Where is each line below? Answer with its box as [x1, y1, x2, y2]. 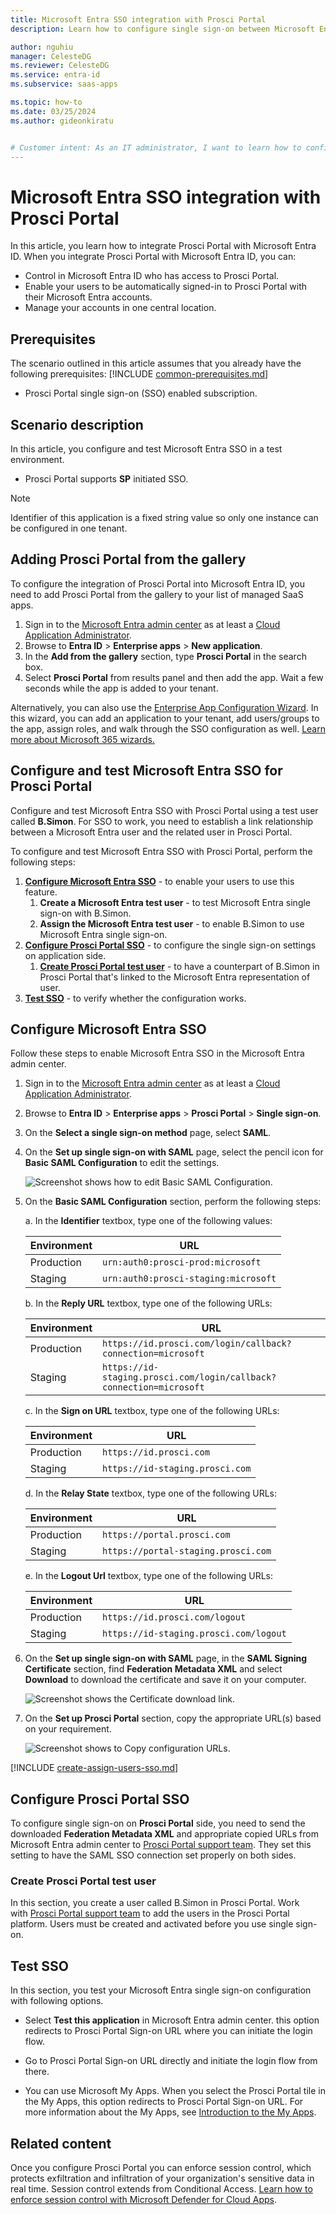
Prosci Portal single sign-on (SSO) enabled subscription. [24, 387, 258, 400]
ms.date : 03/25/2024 [10, 106, 97, 116]
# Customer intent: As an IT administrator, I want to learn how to [10, 142, 302, 153]
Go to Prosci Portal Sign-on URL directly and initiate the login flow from [24, 2055, 318, 2067]
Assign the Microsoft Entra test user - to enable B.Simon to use [39, 917, 305, 930]
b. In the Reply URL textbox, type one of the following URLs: [24, 1297, 273, 1310]
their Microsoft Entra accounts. [24, 291, 153, 303]
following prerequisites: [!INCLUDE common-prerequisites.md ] [10, 368, 269, 380]
